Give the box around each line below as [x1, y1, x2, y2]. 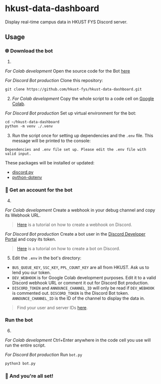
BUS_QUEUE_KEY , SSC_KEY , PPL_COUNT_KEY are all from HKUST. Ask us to [12, 264, 149, 270]
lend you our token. [12, 270, 51, 275]
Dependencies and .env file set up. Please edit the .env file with [5, 147, 146, 152]
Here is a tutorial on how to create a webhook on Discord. [16, 222, 132, 227]
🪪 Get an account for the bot [5, 187, 73, 193]
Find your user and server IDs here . [16, 304, 88, 310]
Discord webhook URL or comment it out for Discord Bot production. [12, 280, 149, 286]
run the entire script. [5, 342, 46, 348]
